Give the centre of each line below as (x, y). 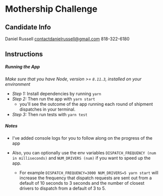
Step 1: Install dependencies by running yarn (57, 94)
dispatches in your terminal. (47, 109)
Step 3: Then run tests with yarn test (50, 115)
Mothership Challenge (51, 9)
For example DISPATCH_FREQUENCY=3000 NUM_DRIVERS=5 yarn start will (89, 173)
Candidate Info (28, 27)
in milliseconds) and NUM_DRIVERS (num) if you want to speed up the (81, 158)
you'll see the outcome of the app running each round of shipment (86, 104)
